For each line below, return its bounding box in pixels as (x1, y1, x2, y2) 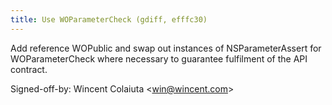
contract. (10, 63, 48, 75)
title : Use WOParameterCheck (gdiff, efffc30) (10, 14, 208, 25)
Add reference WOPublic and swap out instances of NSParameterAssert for (10, 42, 322, 54)
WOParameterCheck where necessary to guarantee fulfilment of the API (10, 52, 308, 65)
